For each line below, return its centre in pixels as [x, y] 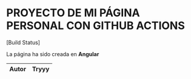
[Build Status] [23, 42]
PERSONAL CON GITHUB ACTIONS [95, 26]
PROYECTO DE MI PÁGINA [73, 13]
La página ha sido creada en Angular [53, 54]
